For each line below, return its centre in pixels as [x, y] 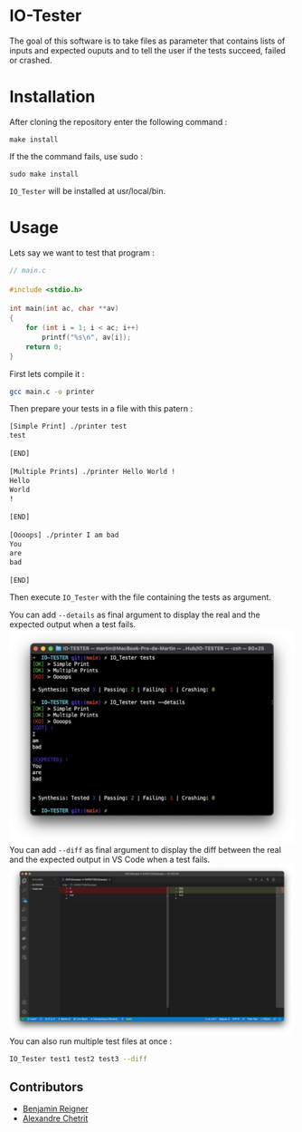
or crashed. [31, 60]
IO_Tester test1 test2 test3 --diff [78, 1059]
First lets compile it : [47, 373]
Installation [52, 97]
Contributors [47, 1087]
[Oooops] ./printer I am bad [64, 536]
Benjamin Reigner [55, 1109]
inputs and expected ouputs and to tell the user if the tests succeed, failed [148, 50]
